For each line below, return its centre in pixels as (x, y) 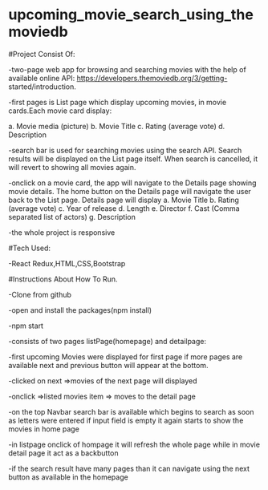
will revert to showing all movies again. (72, 167)
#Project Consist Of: (42, 54)
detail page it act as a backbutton (63, 453)
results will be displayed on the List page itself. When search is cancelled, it (133, 159)
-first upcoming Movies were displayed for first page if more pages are (126, 356)
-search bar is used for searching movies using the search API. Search (125, 150)
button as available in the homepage (68, 477)
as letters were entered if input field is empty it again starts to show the (126, 420)
